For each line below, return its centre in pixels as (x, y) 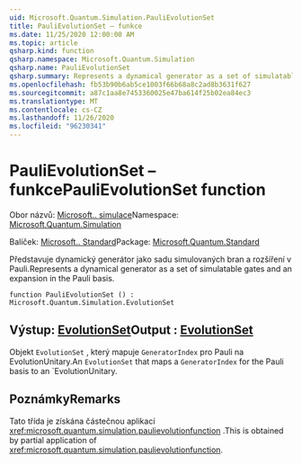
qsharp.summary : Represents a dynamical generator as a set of (130, 76)
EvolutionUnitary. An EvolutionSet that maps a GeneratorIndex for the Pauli (147, 361)
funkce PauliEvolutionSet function (138, 190)
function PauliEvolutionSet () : (72, 294)
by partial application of (53, 440)
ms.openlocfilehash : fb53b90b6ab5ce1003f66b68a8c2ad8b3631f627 (130, 85)
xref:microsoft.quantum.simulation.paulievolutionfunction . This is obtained (147, 430)
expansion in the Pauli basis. (62, 278)
